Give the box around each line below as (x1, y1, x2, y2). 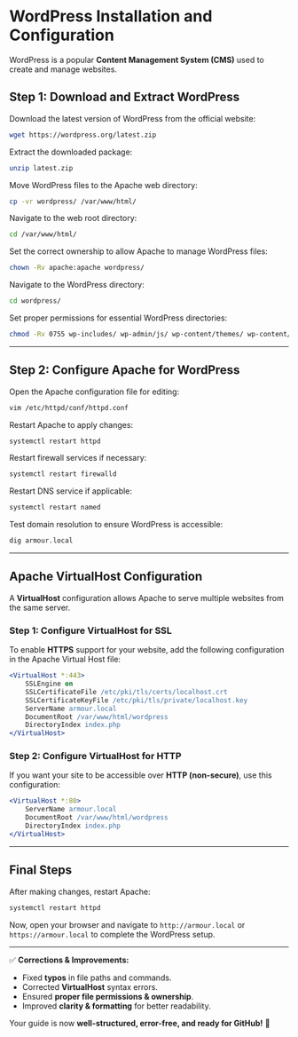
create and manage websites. (9, 64, 118, 75)
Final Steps (9, 863, 73, 878)
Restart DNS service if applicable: (9, 486, 133, 496)
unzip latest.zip (9, 163, 74, 172)
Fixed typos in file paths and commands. (21, 972, 172, 983)
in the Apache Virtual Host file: (9, 654, 122, 665)
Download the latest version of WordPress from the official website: (9, 113, 256, 123)
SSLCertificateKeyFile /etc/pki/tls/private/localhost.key (25, 695, 248, 705)
